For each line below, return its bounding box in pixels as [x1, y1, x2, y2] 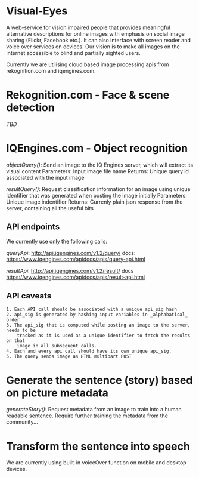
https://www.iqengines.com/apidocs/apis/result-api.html [6, 273, 145, 281]
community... [6, 418, 39, 426]
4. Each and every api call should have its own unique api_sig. [6, 348, 172, 355]
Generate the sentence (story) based [6, 373, 193, 387]
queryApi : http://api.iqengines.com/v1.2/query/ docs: [6, 249, 136, 256]
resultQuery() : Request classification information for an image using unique [6, 185, 191, 192]
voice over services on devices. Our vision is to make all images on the [6, 43, 180, 50]
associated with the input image [6, 174, 85, 181]
